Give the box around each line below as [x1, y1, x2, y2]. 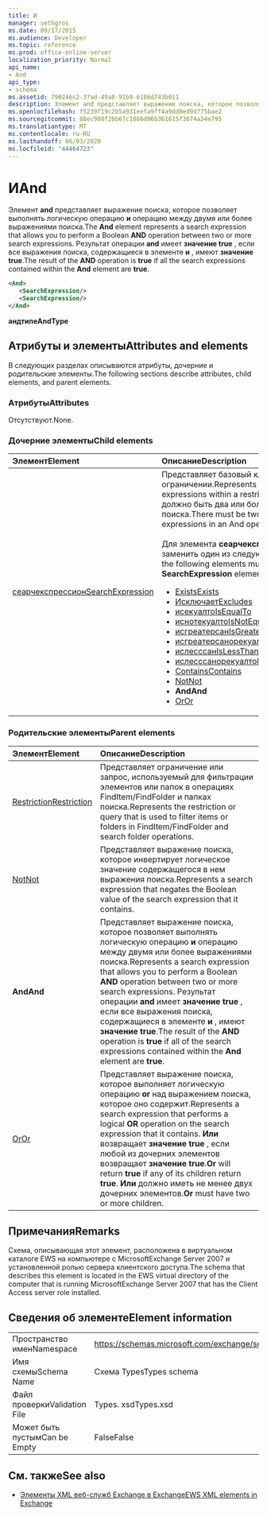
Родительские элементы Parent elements [8, 727, 176, 739]
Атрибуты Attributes [8, 397, 90, 408]
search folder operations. [99, 831, 195, 842]
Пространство [12, 1333, 68, 1344]
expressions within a [161, 489, 238, 500]
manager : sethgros [8, 19, 69, 27]
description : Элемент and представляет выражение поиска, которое [8, 100, 233, 108]
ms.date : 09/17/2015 [8, 26, 77, 34]
